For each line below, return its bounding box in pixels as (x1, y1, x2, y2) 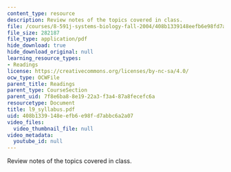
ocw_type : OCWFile (7, 74, 60, 81)
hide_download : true (7, 42, 67, 49)
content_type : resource (7, 10, 76, 17)
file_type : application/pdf (7, 36, 88, 43)
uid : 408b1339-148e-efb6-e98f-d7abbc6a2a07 (7, 112, 134, 119)
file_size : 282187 (7, 29, 60, 36)
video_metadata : (7, 131, 54, 138)
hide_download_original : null (7, 49, 94, 56)
